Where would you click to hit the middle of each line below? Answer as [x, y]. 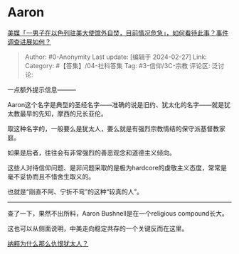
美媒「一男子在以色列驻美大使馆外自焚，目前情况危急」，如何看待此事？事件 [118, 33]
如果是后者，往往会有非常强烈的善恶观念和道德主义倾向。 [91, 153]
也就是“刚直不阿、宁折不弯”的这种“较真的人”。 [75, 192]
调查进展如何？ [29, 42]
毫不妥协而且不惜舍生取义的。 [51, 176]
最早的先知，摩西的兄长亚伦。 [63, 114]
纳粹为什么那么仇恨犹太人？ [48, 243]
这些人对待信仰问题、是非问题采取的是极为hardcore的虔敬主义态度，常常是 [117, 167]
